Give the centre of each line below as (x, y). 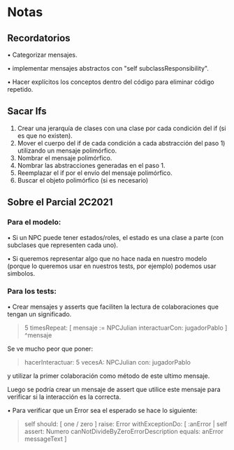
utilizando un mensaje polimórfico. (67, 150)
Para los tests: (32, 291)
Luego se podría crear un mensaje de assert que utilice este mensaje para (114, 389)
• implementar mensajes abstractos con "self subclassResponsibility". (108, 68)
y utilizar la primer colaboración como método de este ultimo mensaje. (109, 376)
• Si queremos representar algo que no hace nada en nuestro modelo (107, 258)
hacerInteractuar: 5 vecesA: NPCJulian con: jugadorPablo (107, 362)
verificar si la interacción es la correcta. (64, 397)
